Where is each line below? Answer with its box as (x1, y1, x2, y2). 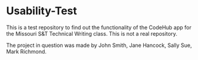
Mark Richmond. (6, 48, 47, 55)
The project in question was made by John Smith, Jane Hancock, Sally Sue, (6, 42, 192, 49)
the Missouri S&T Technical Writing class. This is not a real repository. (6, 30, 178, 37)
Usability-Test (6, 4, 78, 18)
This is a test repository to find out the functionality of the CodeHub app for (6, 24, 192, 31)
